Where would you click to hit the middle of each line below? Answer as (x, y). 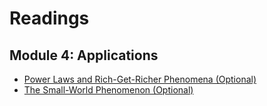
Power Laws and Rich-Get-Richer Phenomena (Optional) (140, 79)
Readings (49, 18)
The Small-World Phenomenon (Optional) (108, 90)
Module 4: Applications (84, 55)
